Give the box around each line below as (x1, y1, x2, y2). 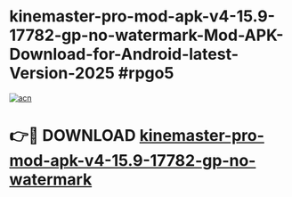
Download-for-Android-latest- (9, 45, 239, 64)
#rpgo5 (118, 63, 174, 84)
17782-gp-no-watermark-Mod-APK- (9, 25, 284, 45)
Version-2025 (9, 63, 116, 84)
